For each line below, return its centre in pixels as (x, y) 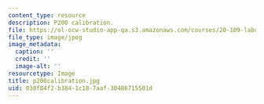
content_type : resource (47, 15)
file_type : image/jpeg (45, 37)
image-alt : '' (38, 66)
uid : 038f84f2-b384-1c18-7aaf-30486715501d (81, 88)
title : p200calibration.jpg (54, 81)
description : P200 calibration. (61, 23)
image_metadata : (35, 45)
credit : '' (33, 59)
